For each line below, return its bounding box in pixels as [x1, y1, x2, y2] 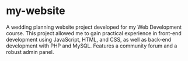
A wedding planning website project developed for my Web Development [6, 23, 182, 30]
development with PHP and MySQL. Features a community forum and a [6, 42, 177, 49]
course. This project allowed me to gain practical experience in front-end [6, 29, 182, 36]
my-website [6, 4, 65, 18]
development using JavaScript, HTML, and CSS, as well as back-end [6, 36, 172, 43]
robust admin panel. [6, 48, 54, 55]
